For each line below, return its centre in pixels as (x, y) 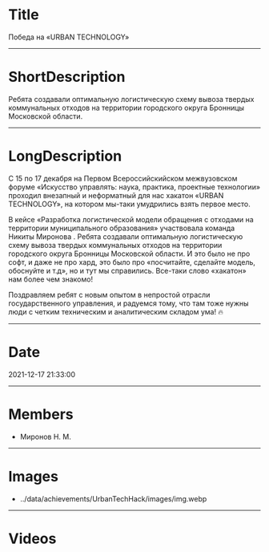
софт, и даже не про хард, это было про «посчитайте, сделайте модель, (132, 262)
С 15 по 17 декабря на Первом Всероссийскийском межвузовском (123, 178)
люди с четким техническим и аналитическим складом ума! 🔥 (116, 311)
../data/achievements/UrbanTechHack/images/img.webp (113, 498)
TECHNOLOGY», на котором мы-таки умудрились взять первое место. (129, 204)
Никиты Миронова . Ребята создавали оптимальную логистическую (126, 236)
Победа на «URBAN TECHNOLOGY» (69, 37)
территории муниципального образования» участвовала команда (122, 228)
